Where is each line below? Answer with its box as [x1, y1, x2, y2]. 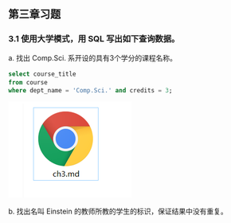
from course [8, 78, 48, 86]
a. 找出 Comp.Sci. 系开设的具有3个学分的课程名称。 [8, 53, 178, 62]
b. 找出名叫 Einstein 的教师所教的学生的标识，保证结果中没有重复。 [8, 206, 229, 217]
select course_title [8, 70, 77, 78]
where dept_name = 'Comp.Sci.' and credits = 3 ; [8, 87, 173, 95]
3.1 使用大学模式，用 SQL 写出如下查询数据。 [8, 33, 180, 45]
